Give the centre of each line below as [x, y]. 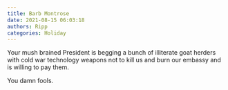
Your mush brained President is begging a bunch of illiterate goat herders [112, 53]
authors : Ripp [28, 26]
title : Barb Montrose [38, 13]
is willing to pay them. [38, 67]
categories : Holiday [37, 33]
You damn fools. [30, 81]
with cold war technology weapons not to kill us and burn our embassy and [114, 60]
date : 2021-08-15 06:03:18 [46, 20]
